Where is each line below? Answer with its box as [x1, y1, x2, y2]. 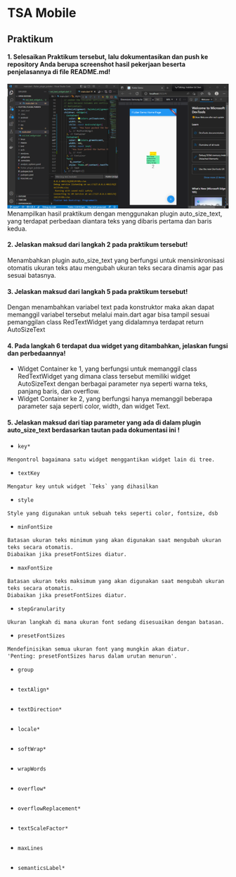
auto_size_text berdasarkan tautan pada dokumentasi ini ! [7, 425, 181, 434]
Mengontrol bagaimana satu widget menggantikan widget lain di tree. [7, 456, 216, 463]
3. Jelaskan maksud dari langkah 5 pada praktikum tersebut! [7, 287, 188, 295]
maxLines [17, 845, 44, 852]
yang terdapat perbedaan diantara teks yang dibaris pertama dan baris [7, 216, 212, 225]
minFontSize [17, 523, 53, 530]
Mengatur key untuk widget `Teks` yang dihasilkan [7, 483, 159, 490]
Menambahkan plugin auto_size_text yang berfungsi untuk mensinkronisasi [7, 256, 225, 264]
